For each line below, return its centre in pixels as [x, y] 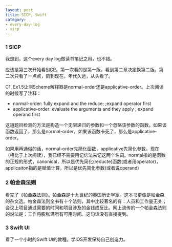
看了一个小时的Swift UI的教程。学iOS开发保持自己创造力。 [67, 239]
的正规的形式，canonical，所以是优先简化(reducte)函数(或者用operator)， [83, 161]
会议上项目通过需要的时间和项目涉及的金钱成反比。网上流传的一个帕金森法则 [86, 208]
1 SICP [13, 47]
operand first [26, 115]
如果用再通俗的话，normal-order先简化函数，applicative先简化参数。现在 [82, 149]
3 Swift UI [17, 228]
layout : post [19, 10]
